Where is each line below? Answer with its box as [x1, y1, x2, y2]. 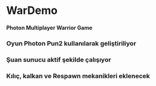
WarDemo [6, 4, 58, 18]
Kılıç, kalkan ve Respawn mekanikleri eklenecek [6, 71, 150, 80]
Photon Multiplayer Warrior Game [6, 24, 93, 31]
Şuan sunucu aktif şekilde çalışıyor [6, 55, 111, 64]
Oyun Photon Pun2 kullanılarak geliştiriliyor [6, 39, 137, 47]
